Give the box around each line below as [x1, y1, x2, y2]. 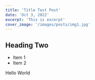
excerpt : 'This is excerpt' [5, 17, 66, 22]
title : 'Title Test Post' [5, 7, 61, 13]
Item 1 [12, 54, 26, 61]
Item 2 [12, 60, 27, 66]
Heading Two [5, 41, 49, 49]
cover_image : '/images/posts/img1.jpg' [5, 22, 91, 27]
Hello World [5, 70, 30, 76]
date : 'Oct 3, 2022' [5, 12, 50, 17]
